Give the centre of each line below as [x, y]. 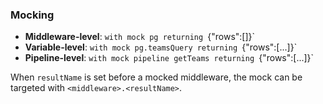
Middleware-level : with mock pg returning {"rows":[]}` [140, 37]
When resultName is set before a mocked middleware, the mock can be [156, 77]
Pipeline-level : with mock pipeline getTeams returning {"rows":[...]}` [169, 58]
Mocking [32, 15]
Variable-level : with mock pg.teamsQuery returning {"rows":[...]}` [161, 47]
